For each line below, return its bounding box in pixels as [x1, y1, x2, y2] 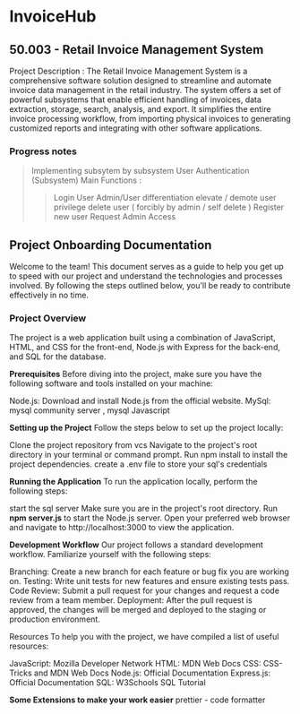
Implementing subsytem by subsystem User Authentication [30, 166, 250, 176]
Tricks [9, 667, 33, 678]
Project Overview [9, 312, 87, 324]
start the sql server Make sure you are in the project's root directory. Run [9, 503, 278, 514]
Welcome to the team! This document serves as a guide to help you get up [9, 262, 284, 272]
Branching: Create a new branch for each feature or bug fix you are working [9, 566, 289, 577]
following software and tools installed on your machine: [9, 378, 213, 389]
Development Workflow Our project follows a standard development [9, 539, 264, 550]
